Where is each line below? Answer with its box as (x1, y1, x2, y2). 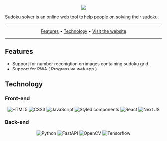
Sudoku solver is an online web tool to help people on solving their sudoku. (5, 14, 159, 20)
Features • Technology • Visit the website (40, 28, 127, 34)
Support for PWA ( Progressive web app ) (12, 66, 97, 71)
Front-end (5, 95, 30, 102)
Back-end (5, 119, 29, 126)
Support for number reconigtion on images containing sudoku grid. (12, 60, 150, 67)
